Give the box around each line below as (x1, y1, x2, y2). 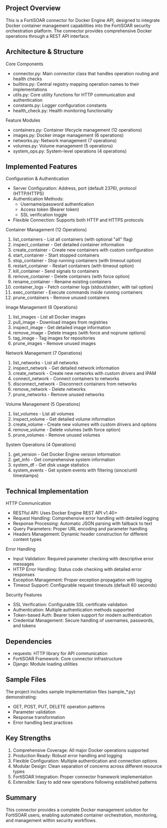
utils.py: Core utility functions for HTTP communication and (12, 92, 135, 98)
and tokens (12, 623, 36, 629)
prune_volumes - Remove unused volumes (12, 432, 100, 438)
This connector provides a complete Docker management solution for (5, 807, 149, 813)
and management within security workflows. (5, 817, 97, 823)
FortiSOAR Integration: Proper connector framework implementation (12, 774, 153, 780)
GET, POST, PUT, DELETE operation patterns (12, 703, 105, 709)
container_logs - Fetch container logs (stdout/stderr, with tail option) (12, 284, 154, 290)
